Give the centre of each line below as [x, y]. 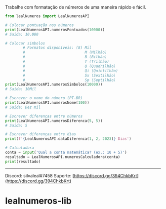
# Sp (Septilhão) [69, 80]
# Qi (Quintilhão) [71, 71]
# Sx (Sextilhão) [69, 75]
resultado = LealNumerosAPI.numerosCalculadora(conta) [63, 157]
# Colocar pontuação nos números [40, 25]
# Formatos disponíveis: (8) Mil [57, 48]
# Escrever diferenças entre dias [41, 134]
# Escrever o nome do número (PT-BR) [44, 98]
